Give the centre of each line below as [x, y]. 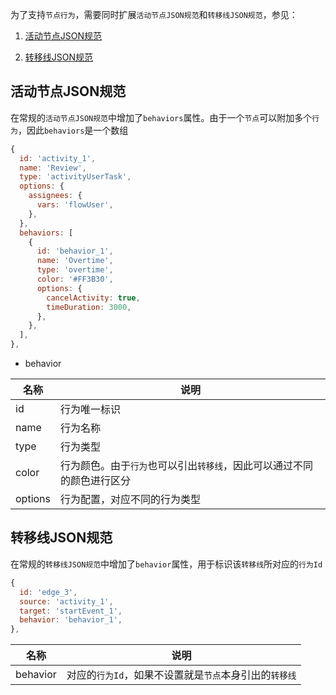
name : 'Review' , [53, 168]
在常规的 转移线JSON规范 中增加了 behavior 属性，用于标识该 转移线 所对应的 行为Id [166, 564]
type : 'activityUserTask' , [75, 177]
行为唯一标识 [91, 410]
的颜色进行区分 [96, 481]
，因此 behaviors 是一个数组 [73, 130]
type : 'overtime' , [75, 270]
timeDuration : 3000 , [89, 307]
